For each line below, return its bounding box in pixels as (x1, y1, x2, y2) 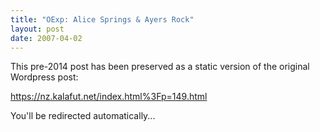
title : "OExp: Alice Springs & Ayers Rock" (10, 14, 195, 25)
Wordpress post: (10, 71, 79, 83)
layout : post (10, 24, 65, 34)
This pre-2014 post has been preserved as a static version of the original (10, 61, 310, 73)
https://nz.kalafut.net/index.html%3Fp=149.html (10, 91, 208, 103)
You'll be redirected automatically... (10, 110, 156, 122)
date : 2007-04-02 (10, 33, 83, 43)
